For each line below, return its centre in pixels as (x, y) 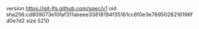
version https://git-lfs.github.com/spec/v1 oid (61, 8)
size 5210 (37, 21)
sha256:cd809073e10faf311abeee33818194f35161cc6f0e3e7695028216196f (99, 14)
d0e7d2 (15, 21)
